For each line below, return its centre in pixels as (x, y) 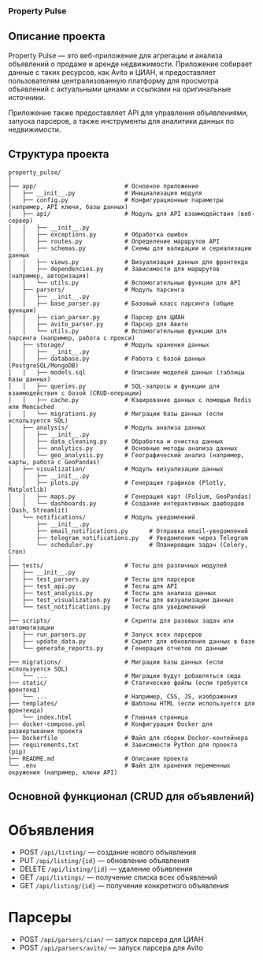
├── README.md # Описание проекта (98, 758)
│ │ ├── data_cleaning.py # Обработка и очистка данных (116, 441)
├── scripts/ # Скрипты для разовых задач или (121, 620)
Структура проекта (59, 154)
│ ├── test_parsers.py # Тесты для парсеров (102, 579)
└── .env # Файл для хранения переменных (119, 765)
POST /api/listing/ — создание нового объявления (108, 852)
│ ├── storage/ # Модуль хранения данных (109, 344)
